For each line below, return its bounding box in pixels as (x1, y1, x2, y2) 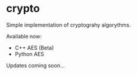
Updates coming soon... (6, 61, 65, 69)
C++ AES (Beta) (14, 44, 54, 51)
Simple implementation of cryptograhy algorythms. (6, 21, 131, 28)
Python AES (14, 50, 45, 57)
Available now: (6, 32, 42, 40)
